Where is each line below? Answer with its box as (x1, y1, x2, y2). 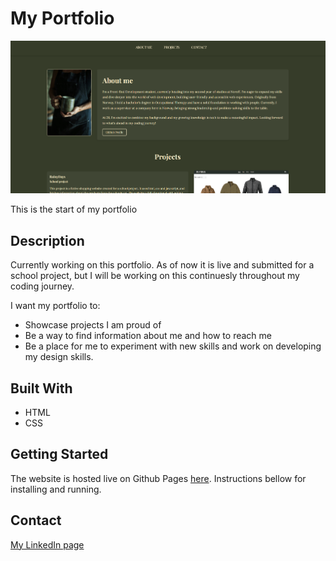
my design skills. (24, 351, 94, 363)
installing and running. (10, 483, 102, 495)
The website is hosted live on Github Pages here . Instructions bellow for (10, 472, 307, 484)
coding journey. (10, 280, 75, 292)
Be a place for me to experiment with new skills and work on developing (24, 340, 322, 352)
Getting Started (10, 446, 109, 463)
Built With (10, 380, 73, 397)
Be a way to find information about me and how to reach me (24, 330, 272, 342)
